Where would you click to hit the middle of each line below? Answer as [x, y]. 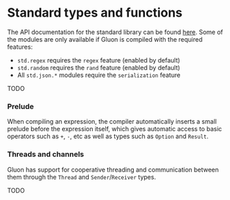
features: [20, 47]
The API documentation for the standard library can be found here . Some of [115, 32]
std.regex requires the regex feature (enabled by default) [98, 60]
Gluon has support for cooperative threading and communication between [113, 169]
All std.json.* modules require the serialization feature [99, 75]
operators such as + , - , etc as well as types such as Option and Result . [108, 136]
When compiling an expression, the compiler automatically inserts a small [112, 122]
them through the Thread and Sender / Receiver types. [82, 177]
